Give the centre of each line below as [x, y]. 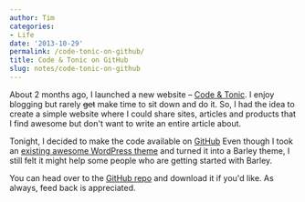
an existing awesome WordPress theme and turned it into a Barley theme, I [150, 150]
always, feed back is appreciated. [73, 187]
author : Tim [32, 18]
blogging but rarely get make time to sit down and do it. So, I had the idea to [152, 104]
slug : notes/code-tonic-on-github [75, 69]
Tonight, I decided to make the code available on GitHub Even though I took [152, 141]
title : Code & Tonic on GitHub [69, 60]
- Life [22, 35]
